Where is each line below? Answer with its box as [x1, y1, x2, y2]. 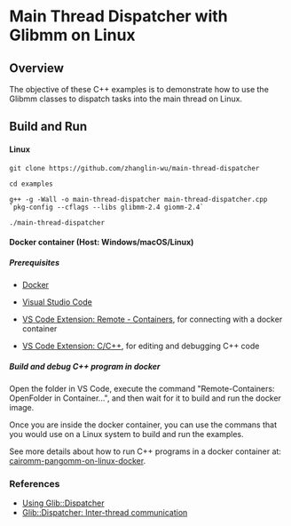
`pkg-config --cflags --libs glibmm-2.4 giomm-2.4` [9, 203, 204, 211]
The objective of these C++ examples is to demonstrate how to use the [9, 84, 269, 94]
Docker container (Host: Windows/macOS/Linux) [9, 237, 194, 248]
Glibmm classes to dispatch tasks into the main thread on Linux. [9, 93, 242, 104]
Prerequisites [9, 257, 60, 267]
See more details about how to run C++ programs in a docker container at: [9, 446, 282, 457]
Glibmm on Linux [9, 25, 136, 45]
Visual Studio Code [21, 297, 93, 307]
